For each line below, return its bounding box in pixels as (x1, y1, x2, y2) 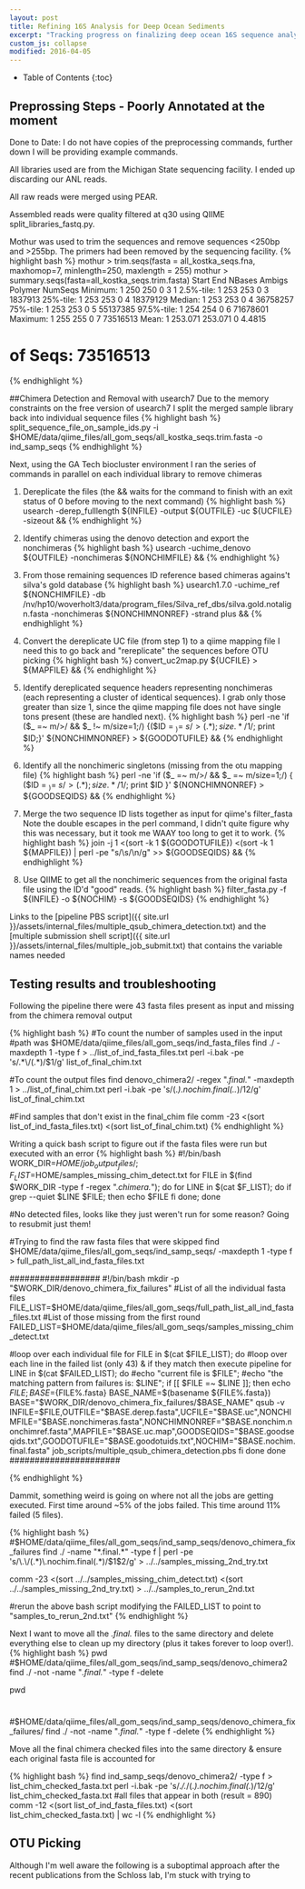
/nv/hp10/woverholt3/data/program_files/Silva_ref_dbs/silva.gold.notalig (22, 598, 292, 609)
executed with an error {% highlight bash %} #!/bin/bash (9, 1148, 221, 1159)
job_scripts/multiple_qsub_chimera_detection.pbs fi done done (52, 1444, 286, 1455)
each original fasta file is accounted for (9, 1754, 156, 1764)
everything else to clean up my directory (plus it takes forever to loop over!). (9, 1637, 294, 1648)
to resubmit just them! (9, 1218, 92, 1229)
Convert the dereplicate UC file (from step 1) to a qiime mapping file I (22, 635, 280, 646)
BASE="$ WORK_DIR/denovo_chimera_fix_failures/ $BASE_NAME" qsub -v (9, 1396, 285, 1407)
